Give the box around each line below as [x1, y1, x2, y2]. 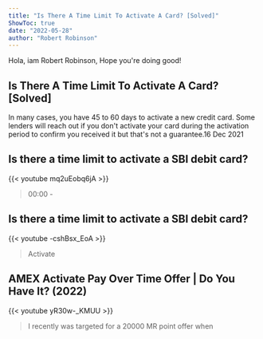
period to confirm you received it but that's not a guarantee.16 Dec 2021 [8, 129, 245, 140]
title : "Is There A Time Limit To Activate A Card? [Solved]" [8, 11, 219, 20]
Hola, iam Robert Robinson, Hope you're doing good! [8, 56, 182, 65]
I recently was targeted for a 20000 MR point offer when [27, 321, 214, 331]
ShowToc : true [8, 19, 56, 27]
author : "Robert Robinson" [8, 34, 98, 42]
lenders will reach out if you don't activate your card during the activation [8, 121, 249, 131]
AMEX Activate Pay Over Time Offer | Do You [8, 272, 235, 286]
